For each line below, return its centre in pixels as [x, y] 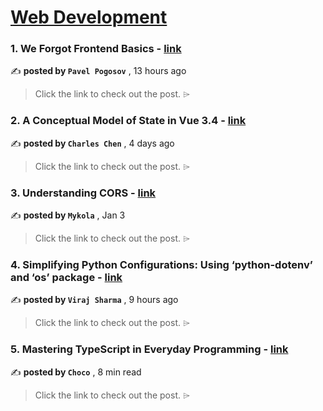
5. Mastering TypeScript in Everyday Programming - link [149, 349]
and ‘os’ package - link [66, 277]
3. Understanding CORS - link [83, 193]
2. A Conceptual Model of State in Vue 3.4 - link [128, 121]
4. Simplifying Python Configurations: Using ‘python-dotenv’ [161, 264]
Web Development [89, 17]
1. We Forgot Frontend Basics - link [96, 49]
